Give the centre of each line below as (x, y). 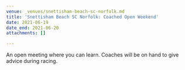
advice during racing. (32, 61)
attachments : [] (26, 33)
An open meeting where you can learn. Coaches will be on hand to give (92, 55)
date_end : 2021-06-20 (33, 28)
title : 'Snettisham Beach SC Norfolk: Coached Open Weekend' (83, 17)
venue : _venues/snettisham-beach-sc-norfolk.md (65, 11)
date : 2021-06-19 (27, 22)
